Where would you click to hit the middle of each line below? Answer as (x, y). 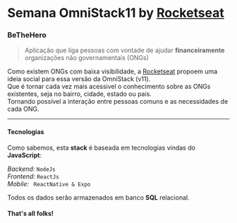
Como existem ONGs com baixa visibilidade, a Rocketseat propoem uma (113, 71)
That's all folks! (31, 214)
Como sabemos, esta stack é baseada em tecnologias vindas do (102, 147)
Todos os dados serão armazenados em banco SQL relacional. (98, 197)
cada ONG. (24, 109)
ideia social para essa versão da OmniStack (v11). (79, 79)
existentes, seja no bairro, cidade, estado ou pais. (79, 94)
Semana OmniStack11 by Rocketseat (116, 13)
